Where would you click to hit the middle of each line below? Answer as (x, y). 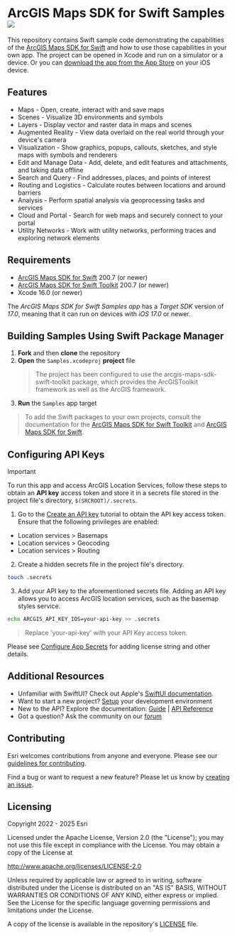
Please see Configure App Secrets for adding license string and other (109, 646)
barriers (29, 193)
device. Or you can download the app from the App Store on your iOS (109, 63)
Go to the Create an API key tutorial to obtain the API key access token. (121, 514)
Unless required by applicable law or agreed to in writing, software (105, 880)
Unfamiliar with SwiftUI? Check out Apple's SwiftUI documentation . (116, 693)
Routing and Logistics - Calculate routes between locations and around (121, 185)
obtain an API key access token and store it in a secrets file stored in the (113, 493)
